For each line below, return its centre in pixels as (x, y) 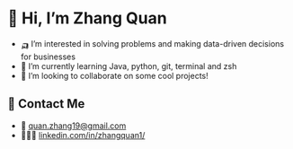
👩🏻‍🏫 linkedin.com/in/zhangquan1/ (83, 135)
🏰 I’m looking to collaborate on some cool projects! (115, 75)
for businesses (48, 57)
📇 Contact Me (46, 104)
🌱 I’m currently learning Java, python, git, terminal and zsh (129, 66)
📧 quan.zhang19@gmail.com (73, 126)
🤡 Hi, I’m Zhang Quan (87, 18)
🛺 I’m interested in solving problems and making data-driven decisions (152, 43)
